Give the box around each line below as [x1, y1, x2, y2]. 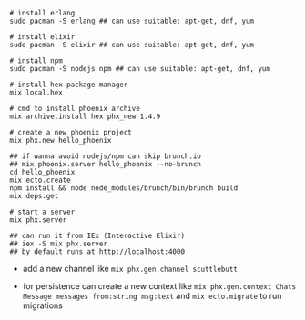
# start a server [9, 207, 76, 216]
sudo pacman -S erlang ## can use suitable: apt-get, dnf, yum [9, 16, 255, 25]
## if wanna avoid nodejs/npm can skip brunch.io [9, 152, 202, 161]
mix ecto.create [9, 175, 71, 185]
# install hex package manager [9, 80, 128, 89]
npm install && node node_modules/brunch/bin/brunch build [9, 184, 239, 193]
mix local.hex [9, 88, 64, 97]
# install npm [9, 56, 64, 65]
